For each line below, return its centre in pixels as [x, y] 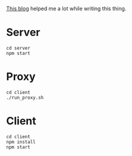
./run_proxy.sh [25, 97]
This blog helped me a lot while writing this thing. [66, 9]
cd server [18, 48]
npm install [21, 142]
